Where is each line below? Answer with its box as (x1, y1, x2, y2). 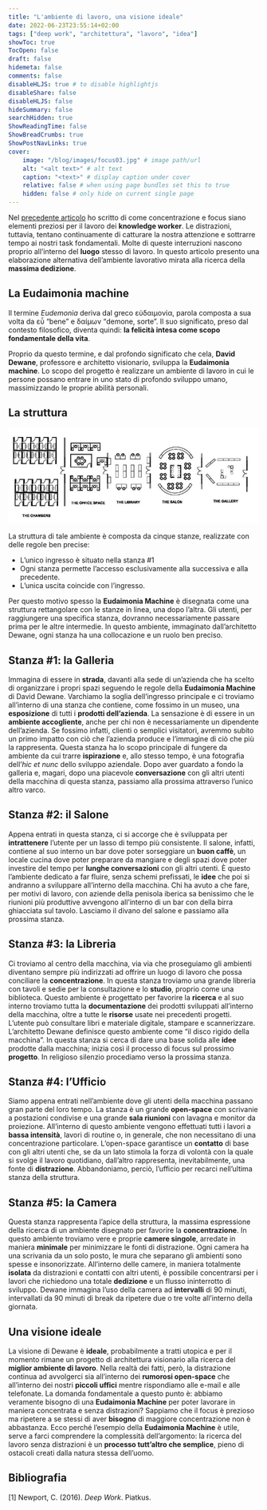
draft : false (8, 55, 52, 63)
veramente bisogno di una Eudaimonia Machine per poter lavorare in (8, 1397, 236, 1407)
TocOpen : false (8, 46, 59, 55)
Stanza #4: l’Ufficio (8, 1075, 107, 1088)
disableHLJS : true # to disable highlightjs (8, 80, 159, 88)
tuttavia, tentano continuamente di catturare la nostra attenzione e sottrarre (8, 230, 256, 239)
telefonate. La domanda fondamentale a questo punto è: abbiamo (8, 1389, 223, 1398)
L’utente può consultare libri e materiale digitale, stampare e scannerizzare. (8, 1018, 256, 1027)
